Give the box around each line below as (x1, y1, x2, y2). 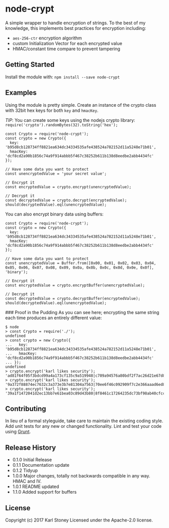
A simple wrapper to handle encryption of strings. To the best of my (5, 20, 146, 26)
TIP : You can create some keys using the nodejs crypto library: (5, 117, 135, 123)
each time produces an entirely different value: (5, 315, 102, 321)
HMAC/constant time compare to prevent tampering (12, 46, 121, 52)
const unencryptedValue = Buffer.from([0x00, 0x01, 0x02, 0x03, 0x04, (5, 260, 156, 266)
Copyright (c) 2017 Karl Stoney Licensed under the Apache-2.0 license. (5, 517, 153, 523)
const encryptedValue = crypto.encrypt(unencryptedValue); (5, 184, 132, 190)
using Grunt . (5, 428, 31, 435)
